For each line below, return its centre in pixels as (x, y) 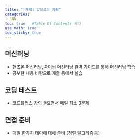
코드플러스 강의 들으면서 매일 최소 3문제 (51, 103)
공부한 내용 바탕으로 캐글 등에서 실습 (47, 73)
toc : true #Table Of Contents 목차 (43, 23)
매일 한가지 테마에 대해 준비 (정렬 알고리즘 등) (56, 133)
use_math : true (21, 28)
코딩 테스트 (21, 90)
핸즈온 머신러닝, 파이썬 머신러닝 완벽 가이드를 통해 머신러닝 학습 (73, 67)
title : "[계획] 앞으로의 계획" (33, 10)
